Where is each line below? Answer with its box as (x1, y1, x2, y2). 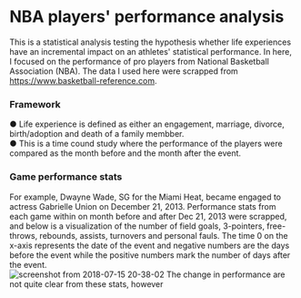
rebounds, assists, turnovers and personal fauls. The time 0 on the (39, 230, 288, 241)
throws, (9, 230, 38, 241)
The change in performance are (166, 269, 286, 280)
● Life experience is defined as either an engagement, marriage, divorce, (9, 118, 285, 129)
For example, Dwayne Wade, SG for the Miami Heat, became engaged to (9, 191, 282, 202)
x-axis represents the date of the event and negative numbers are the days (9, 240, 290, 251)
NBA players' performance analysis (9, 6, 285, 27)
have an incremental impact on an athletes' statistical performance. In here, (9, 46, 293, 57)
